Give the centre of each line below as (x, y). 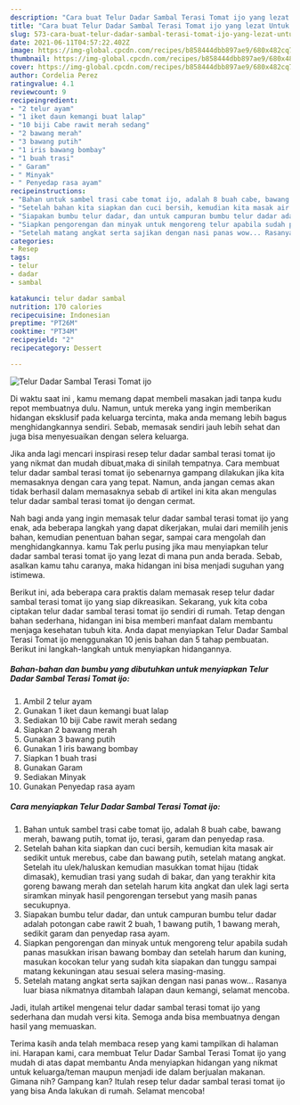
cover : (22, 68)
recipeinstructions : (49, 191)
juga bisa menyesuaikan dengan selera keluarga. (100, 436)
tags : (20, 258)
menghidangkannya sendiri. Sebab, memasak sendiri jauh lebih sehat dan (145, 427)
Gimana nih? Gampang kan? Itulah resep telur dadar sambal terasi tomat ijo (148, 1081)
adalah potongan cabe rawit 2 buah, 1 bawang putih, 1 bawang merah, (151, 923)
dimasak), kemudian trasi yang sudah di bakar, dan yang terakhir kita (149, 876)
